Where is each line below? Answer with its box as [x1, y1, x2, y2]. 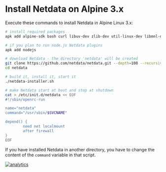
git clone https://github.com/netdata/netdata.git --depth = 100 [5, 61, 138, 66]
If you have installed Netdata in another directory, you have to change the [5, 146, 155, 152]
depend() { [5, 119, 28, 124]
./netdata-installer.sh [5, 79, 54, 84]
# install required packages [5, 29, 65, 34]
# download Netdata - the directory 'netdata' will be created [5, 56, 138, 61]
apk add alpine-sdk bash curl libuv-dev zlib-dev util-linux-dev [5, 34, 142, 39]
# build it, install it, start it [5, 74, 77, 79]
